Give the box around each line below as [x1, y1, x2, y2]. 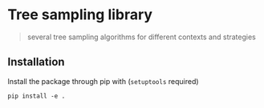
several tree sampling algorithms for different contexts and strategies [26, 32, 256, 42]
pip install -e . [7, 92, 66, 100]
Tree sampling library [7, 6, 153, 24]
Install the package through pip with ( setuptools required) [7, 76, 199, 86]
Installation [7, 55, 65, 69]
